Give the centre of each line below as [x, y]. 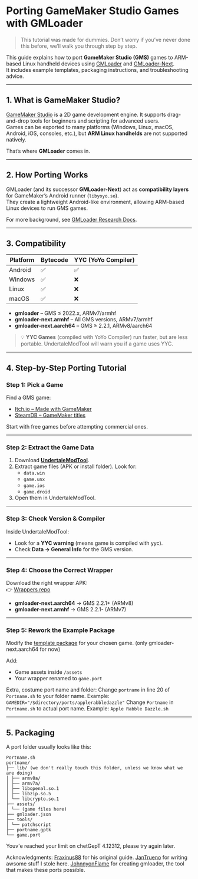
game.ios [34, 486]
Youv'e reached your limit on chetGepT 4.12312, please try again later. [91, 846]
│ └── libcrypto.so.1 [33, 799]
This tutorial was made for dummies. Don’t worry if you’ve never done [105, 39]
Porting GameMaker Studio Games [93, 11]
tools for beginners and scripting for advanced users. [95, 121]
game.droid [37, 492]
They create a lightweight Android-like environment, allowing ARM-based [95, 202]
